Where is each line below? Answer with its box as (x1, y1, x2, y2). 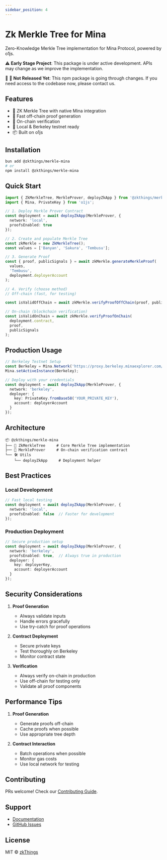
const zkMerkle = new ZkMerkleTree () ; (5, 241, 85, 246)
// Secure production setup (5, 539, 64, 544)
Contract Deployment (12, 633, 58, 639)
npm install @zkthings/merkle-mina (5, 168, 79, 173)
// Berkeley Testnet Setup (5, 359, 61, 364)
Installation (5, 145, 41, 154)
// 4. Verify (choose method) (5, 287, 68, 292)
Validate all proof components (19, 683, 82, 689)
